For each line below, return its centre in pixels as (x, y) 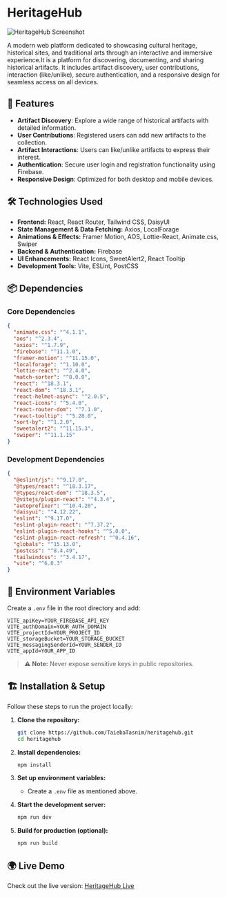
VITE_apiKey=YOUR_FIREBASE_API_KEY (58, 621)
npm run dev (34, 818)
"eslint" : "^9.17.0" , (45, 519)
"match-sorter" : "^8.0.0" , (52, 377)
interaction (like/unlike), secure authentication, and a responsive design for (113, 75)
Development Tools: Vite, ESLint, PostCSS (78, 266)
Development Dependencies (56, 459)
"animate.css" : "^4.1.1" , (51, 332)
